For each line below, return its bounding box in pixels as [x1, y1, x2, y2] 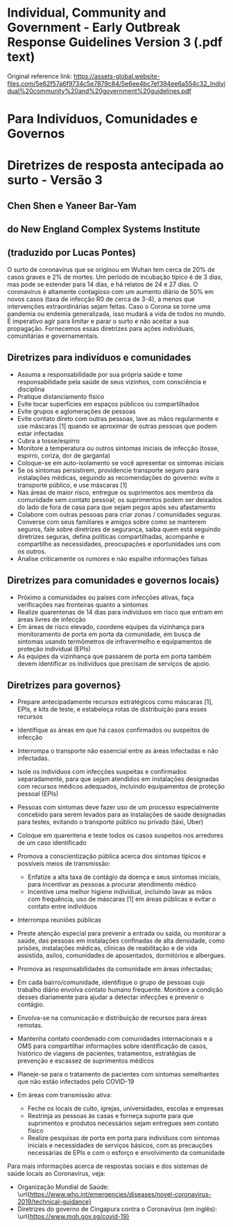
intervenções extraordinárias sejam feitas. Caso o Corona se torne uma [7, 302, 211, 310]
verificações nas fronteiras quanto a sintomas [17, 600, 148, 608]
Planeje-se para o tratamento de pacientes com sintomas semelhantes [17, 1070, 220, 1079]
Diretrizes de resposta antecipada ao [7, 157, 224, 173]
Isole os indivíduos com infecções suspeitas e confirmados [17, 768, 187, 776]
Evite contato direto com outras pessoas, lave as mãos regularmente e [17, 414, 219, 422]
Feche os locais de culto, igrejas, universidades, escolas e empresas [27, 1104, 224, 1113]
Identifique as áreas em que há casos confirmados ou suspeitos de [17, 726, 209, 735]
